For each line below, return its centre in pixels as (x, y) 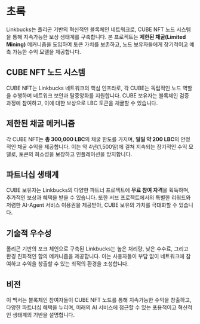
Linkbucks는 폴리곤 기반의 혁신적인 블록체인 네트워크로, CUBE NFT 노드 (91, 29)
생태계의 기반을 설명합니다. (44, 315)
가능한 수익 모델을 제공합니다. (47, 51)
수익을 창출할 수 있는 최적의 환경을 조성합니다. (75, 264)
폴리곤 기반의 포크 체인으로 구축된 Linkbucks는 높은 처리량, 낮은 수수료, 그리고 (98, 249)
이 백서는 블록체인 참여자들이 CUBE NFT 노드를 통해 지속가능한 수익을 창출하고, (99, 300)
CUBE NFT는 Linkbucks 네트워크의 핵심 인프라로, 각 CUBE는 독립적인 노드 (94, 88)
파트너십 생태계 (33, 174)
